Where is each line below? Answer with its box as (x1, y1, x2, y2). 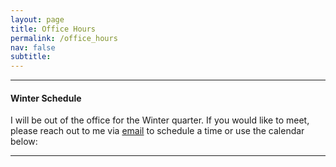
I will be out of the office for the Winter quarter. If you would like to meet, (10, 114, 310, 126)
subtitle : (10, 52, 52, 62)
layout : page (10, 14, 65, 25)
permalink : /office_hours (10, 33, 118, 43)
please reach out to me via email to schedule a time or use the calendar (10, 125, 305, 137)
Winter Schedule (10, 92, 82, 104)
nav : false (10, 42, 56, 53)
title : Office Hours (10, 24, 97, 34)
